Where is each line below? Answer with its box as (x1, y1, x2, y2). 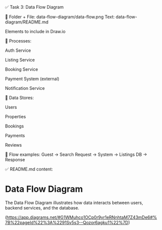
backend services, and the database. (5, 205, 79, 210)
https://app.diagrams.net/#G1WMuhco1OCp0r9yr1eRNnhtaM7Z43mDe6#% (6, 214, 157, 220)
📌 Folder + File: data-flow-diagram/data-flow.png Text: (5, 14, 115, 20)
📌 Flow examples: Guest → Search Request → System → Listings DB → (5, 151, 147, 157)
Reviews (5, 142, 22, 148)
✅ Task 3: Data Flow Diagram (5, 4, 64, 10)
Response (5, 157, 25, 163)
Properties (5, 114, 26, 119)
